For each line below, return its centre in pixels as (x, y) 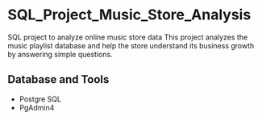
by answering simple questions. (60, 54)
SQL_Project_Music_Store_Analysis (129, 15)
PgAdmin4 (37, 107)
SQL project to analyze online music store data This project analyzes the (128, 37)
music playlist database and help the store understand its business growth (131, 45)
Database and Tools (58, 79)
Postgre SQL (40, 99)
